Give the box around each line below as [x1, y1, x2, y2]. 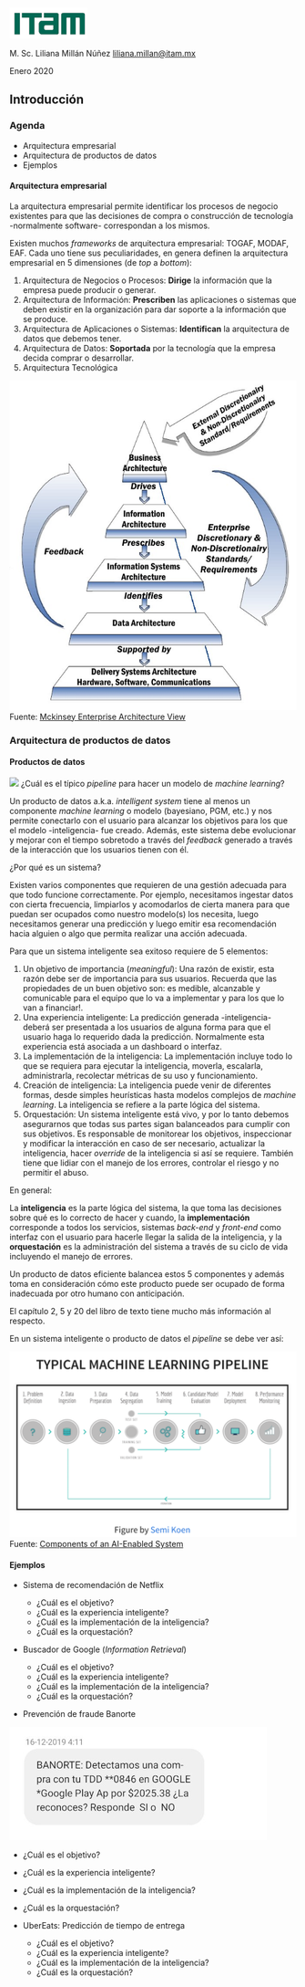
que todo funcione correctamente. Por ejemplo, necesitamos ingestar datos [9, 889, 294, 900]
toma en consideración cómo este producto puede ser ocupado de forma [9, 1278, 285, 1289]
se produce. [22, 313, 68, 324]
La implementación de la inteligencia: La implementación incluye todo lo [22, 1051, 293, 1061]
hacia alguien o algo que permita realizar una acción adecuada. [9, 927, 248, 938]
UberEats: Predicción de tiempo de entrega [22, 1920, 185, 1931]
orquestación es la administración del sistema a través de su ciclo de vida [9, 1240, 289, 1252]
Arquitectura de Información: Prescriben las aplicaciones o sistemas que [22, 294, 297, 305]
